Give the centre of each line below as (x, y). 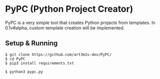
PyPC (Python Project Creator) (69, 9)
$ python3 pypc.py (24, 72)
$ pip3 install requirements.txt (40, 63)
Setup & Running (31, 43)
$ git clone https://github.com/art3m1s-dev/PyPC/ (58, 54)
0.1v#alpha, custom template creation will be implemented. (65, 27)
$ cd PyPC (15, 59)
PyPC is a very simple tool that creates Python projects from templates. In (80, 23)
